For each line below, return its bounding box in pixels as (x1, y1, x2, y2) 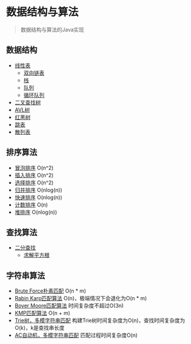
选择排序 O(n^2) (14, 179, 54, 186)
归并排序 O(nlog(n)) (14, 186, 62, 193)
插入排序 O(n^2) (14, 171, 54, 179)
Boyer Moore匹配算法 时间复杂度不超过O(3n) (14, 302, 124, 309)
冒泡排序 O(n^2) (14, 164, 54, 171)
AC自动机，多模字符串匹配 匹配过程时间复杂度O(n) (14, 332, 138, 339)
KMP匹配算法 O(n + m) (14, 310, 71, 317)
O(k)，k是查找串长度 (14, 324, 65, 332)
